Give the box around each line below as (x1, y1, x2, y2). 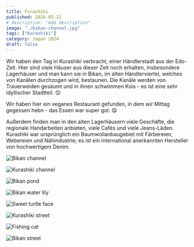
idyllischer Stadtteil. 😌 (6, 89, 61, 96)
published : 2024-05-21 (6, 14, 62, 20)
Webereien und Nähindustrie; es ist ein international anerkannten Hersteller (6, 137, 189, 144)
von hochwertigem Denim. (6, 143, 71, 150)
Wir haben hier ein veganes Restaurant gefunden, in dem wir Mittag (6, 100, 170, 107)
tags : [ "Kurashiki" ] (6, 31, 57, 37)
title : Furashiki (6, 8, 49, 15)
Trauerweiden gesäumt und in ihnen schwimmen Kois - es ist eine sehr (6, 83, 178, 90)
